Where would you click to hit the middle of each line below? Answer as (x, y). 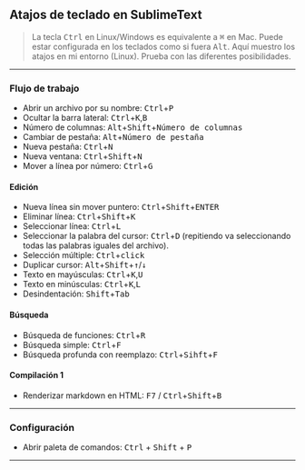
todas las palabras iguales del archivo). (96, 245)
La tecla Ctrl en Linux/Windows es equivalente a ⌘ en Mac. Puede (157, 36)
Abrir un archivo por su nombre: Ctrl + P (98, 108)
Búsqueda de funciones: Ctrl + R (84, 335)
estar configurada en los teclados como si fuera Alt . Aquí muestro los (163, 46)
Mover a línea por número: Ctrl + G (88, 166)
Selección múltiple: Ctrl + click (84, 255)
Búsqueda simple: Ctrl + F (72, 345)
